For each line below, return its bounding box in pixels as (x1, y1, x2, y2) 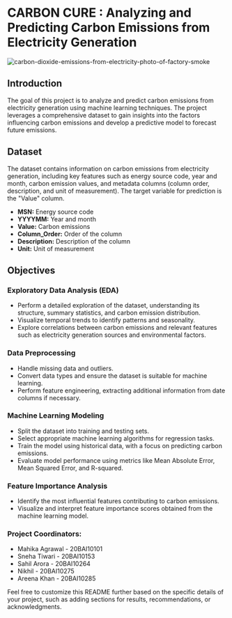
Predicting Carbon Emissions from (7, 19, 210, 35)
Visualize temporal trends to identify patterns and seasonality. (17, 316, 196, 324)
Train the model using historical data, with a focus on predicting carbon (17, 441, 223, 450)
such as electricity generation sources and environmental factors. (17, 331, 207, 339)
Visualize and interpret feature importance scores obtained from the (17, 505, 213, 513)
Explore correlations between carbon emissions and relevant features (17, 324, 217, 332)
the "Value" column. (7, 193, 65, 203)
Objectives (7, 264, 56, 276)
